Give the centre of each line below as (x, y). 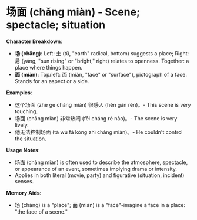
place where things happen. (48, 67)
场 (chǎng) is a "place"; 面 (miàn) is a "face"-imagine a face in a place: (100, 205)
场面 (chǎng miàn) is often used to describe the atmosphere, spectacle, (101, 162)
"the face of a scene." (41, 211)
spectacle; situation (56, 25)
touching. (26, 111)
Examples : (19, 93)
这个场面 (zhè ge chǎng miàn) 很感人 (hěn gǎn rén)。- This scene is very (103, 104)
